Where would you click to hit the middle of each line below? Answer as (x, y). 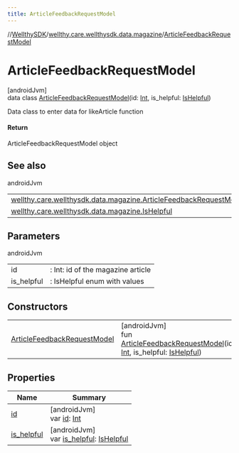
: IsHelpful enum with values (97, 281)
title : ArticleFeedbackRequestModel (62, 14)
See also (27, 166)
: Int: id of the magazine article (100, 270)
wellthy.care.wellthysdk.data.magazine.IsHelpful (92, 211)
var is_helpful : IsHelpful (89, 439)
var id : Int (65, 418)
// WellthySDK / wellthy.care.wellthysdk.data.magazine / (86, 34)
